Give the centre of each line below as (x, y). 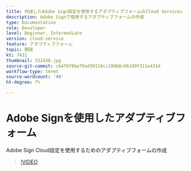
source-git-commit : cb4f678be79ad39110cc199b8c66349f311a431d (83, 66)
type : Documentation (31, 22)
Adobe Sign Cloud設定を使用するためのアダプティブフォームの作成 (87, 150)
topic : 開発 (20, 50)
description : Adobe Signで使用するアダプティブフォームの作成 (75, 17)
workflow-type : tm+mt (32, 71)
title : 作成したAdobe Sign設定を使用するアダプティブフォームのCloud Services (94, 11)
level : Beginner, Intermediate (44, 33)
